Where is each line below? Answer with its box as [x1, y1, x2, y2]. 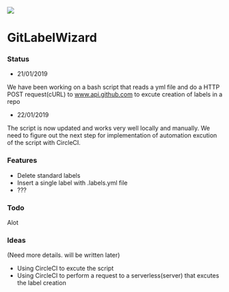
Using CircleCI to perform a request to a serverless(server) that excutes [16, 271, 219, 280]
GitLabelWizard [7, 30, 98, 46]
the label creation [16, 279, 66, 287]
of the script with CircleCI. [7, 139, 81, 147]
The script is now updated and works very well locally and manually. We [7, 124, 211, 133]
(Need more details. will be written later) [7, 251, 120, 259]
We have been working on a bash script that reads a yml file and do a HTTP [7, 83, 220, 92]
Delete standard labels [16, 171, 81, 179]
